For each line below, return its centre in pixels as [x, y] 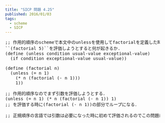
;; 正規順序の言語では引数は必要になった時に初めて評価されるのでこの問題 [82, 116]
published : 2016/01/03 [28, 14]
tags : [11, 19]
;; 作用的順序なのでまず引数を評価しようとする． [56, 94]
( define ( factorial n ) [32, 68]
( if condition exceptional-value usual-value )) [69, 59]
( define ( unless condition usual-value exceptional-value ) [78, 54]
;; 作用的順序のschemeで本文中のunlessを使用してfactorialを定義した [81, 42]
